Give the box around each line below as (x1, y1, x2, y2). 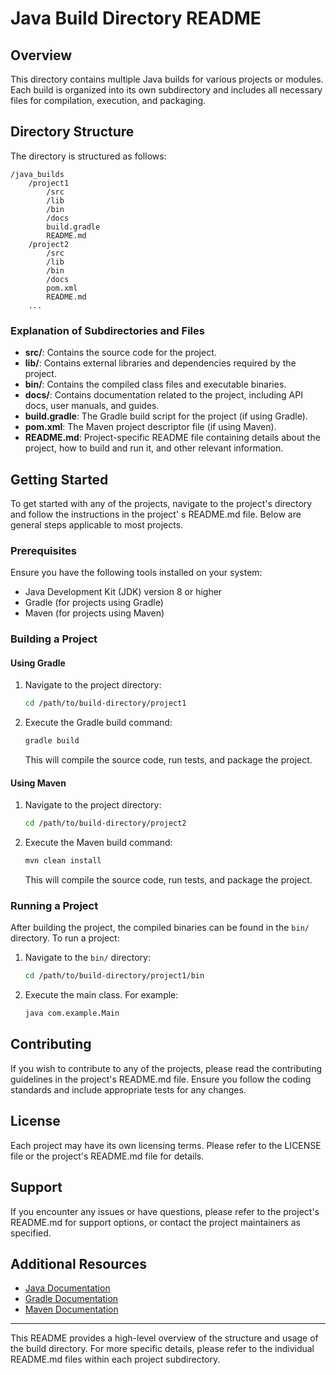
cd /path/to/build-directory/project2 (24, 818, 187, 829)
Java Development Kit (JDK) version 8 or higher (24, 586, 223, 598)
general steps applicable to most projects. (10, 518, 184, 531)
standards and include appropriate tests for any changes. (10, 1083, 247, 1096)
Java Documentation (24, 1282, 111, 1294)
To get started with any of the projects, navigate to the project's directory (10, 497, 313, 509)
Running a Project (10, 898, 99, 912)
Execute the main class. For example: (24, 989, 179, 1001)
